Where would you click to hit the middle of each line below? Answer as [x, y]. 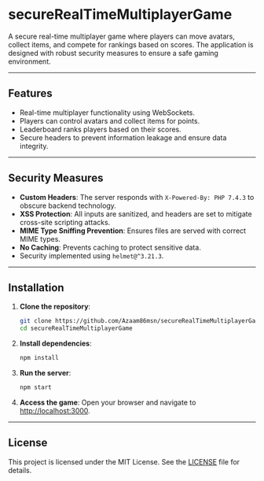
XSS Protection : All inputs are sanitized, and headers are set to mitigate [136, 213]
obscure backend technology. [68, 205]
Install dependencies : [55, 343]
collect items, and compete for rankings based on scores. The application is [131, 44]
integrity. [34, 146]
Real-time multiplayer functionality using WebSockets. [107, 113]
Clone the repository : [55, 307]
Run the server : [45, 373]
